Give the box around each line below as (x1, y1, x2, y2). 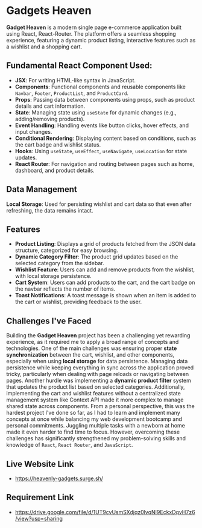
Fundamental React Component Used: (6, 61, 153, 71)
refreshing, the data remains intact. (6, 206, 93, 214)
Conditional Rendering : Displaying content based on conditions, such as (14, 134, 197, 142)
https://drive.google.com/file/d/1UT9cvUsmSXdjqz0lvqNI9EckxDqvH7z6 (14, 508, 195, 515)
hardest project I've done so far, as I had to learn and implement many (6, 409, 181, 417)
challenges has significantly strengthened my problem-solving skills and (6, 435, 186, 442)
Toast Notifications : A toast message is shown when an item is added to (14, 292, 197, 299)
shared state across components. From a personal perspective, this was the (6, 403, 195, 410)
